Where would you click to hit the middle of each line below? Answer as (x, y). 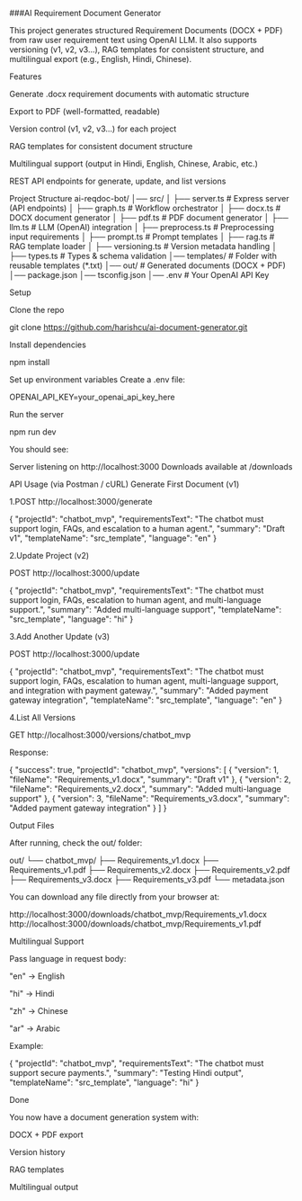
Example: (27, 1046)
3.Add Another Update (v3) (60, 636)
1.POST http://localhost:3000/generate (81, 502)
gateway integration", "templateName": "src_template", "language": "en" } (146, 700)
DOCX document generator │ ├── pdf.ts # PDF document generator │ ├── (149, 218)
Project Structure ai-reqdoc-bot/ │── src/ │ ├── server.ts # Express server (149, 198)
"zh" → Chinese (39, 1011)
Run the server (37, 414)
